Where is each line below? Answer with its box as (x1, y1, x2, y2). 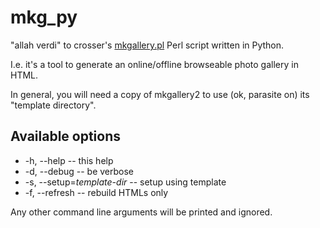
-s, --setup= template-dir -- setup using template (24, 176, 227, 188)
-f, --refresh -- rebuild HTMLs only (24, 186, 169, 198)
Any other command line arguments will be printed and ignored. (10, 206, 273, 218)
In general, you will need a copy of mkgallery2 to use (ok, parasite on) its (10, 88, 310, 100)
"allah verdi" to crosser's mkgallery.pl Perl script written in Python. (10, 39, 285, 51)
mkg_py (10, 6, 78, 29)
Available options (10, 128, 122, 145)
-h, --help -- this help (24, 154, 114, 166)
